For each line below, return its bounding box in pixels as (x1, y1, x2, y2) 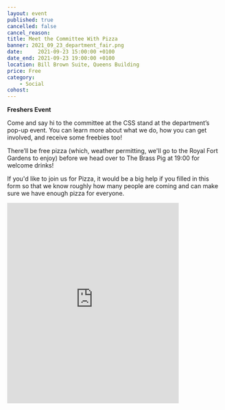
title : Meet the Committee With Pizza (7, 36, 118, 43)
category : (7, 73, 36, 81)
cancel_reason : (7, 29, 51, 36)
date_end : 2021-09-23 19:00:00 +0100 (7, 55, 115, 62)
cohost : (7, 87, 29, 93)
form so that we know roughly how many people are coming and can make (7, 182, 218, 190)
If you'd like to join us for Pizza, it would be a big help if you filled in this (7, 174, 209, 183)
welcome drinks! (7, 161, 54, 170)
